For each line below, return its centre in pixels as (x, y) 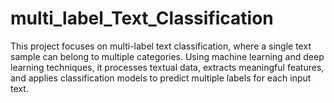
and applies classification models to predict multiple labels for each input (161, 78)
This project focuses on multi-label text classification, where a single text (161, 46)
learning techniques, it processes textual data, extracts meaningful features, (167, 67)
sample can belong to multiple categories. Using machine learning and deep (167, 56)
